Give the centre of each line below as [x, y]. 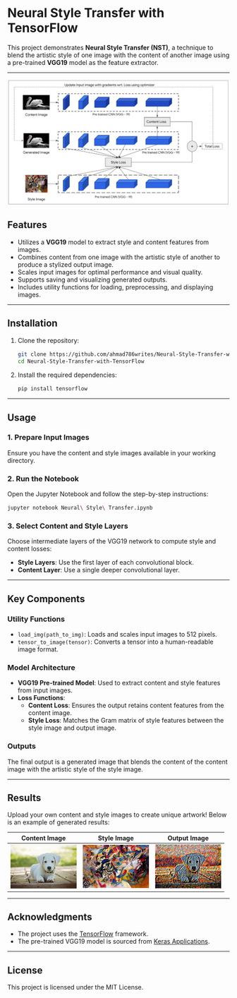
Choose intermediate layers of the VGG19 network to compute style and [112, 541]
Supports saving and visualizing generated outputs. [92, 279]
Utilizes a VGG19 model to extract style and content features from [113, 242]
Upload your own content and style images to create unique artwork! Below [117, 815]
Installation [32, 324]
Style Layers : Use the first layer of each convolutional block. [105, 563]
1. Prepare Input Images [48, 438]
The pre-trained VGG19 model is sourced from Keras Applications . [114, 942]
